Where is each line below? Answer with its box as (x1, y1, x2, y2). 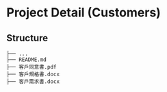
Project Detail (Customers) (6, 5, 162, 21)
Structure (6, 32, 49, 44)
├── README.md (6, 56, 47, 63)
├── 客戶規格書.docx (6, 71, 60, 78)
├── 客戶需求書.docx (6, 78, 60, 85)
